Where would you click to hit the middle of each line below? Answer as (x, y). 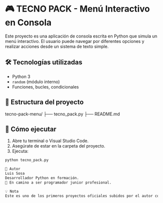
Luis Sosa (15, 174)
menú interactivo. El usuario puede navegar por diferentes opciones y (75, 41)
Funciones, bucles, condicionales (45, 87)
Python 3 (21, 76)
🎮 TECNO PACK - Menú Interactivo (78, 9)
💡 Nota (12, 191)
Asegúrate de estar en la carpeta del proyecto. (59, 146)
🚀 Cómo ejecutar (31, 129)
